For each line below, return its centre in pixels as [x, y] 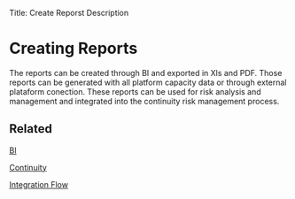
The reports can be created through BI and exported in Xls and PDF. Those [146, 73]
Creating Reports [74, 49]
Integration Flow [39, 184]
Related [31, 129]
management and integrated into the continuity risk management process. [144, 101]
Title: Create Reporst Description [69, 13]
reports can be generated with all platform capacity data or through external [148, 82]
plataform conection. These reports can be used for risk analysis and [135, 91]
